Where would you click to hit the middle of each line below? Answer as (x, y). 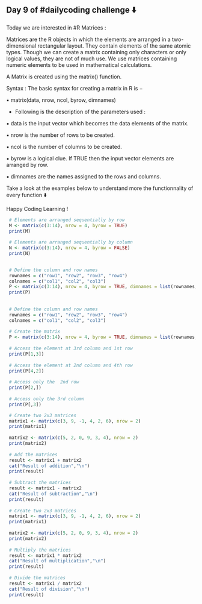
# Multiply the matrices (40, 550)
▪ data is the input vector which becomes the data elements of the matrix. (98, 123)
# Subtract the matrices (40, 483)
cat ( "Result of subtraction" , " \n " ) (53, 494)
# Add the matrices (33, 455)
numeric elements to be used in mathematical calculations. (79, 64)
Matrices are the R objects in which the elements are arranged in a (89, 39)
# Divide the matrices (37, 578)
